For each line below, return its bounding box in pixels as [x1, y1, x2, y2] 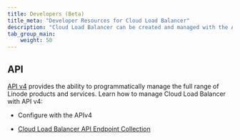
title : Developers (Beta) [7, 10, 84, 18]
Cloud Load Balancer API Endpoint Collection [17, 124, 151, 133]
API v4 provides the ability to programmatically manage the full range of [7, 82, 219, 90]
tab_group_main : [7, 30, 56, 38]
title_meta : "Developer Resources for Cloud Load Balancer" [7, 17, 191, 24]
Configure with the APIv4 [17, 111, 93, 119]
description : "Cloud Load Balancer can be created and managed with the [7, 23, 229, 31]
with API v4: [7, 97, 43, 105]
